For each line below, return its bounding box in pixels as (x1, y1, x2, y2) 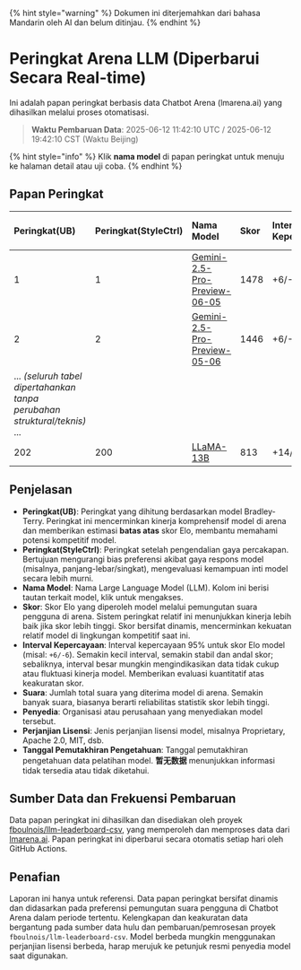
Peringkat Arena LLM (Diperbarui (9, 48, 260, 69)
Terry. (21, 515, 45, 526)
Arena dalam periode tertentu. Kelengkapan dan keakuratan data (9, 913, 248, 923)
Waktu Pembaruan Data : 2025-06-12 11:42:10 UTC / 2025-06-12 (30, 124, 271, 135)
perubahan (13, 403, 61, 415)
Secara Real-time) (9, 67, 147, 88)
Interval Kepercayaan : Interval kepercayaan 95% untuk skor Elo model (21, 639, 286, 650)
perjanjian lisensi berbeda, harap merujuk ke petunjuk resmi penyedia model (9, 941, 291, 952)
